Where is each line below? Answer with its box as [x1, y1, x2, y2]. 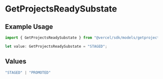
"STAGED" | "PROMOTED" [5, 70, 51, 75]
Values [5, 57, 27, 66]
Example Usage [5, 23, 53, 31]
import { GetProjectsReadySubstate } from [5, 35, 92, 40]
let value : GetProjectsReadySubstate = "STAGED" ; [5, 44, 108, 49]
